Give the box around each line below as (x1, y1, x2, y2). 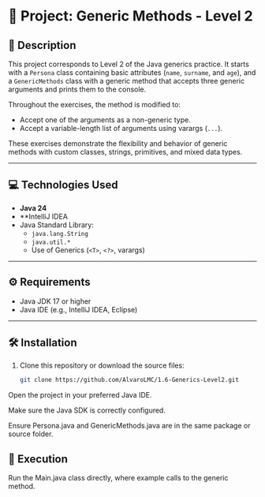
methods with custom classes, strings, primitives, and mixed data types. (8, 148, 243, 156)
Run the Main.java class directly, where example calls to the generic (8, 473, 229, 483)
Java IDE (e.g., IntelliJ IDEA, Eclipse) (19, 305, 138, 314)
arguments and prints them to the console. (8, 84, 147, 94)
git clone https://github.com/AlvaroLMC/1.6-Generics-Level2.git (19, 376, 239, 384)
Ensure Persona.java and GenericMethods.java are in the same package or (8, 421, 251, 431)
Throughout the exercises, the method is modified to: (8, 100, 181, 109)
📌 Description (8, 39, 77, 52)
